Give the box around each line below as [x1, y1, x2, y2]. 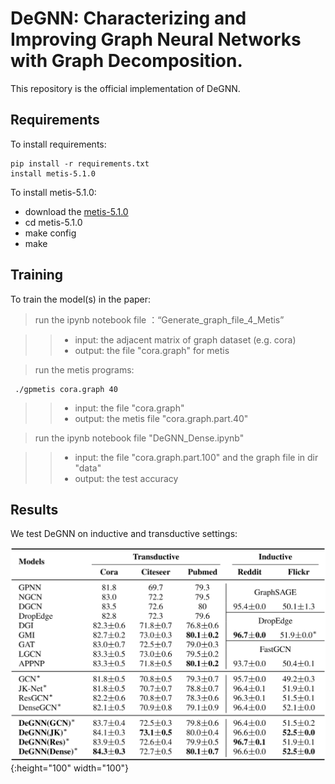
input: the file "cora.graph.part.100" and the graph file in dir [74, 451, 319, 463]
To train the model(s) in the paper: [10, 293, 152, 305]
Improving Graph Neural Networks [10, 28, 302, 51]
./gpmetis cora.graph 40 [14, 384, 118, 394]
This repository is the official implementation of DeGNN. [10, 82, 241, 94]
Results [10, 501, 59, 518]
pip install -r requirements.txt [10, 158, 150, 169]
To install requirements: [10, 138, 107, 150]
